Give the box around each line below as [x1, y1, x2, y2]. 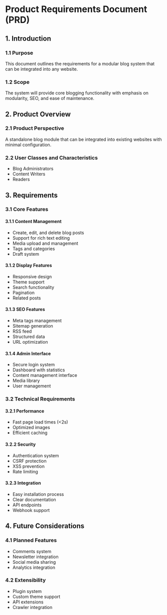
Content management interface [12, 372, 78, 378]
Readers [12, 176, 30, 182]
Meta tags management [12, 318, 62, 324]
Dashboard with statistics [12, 367, 65, 373]
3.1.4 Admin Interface [5, 350, 51, 356]
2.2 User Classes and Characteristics [5, 154, 98, 161]
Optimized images [12, 425, 50, 431]
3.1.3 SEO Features [5, 306, 45, 313]
